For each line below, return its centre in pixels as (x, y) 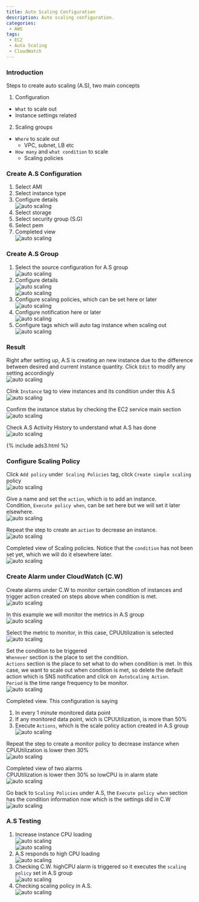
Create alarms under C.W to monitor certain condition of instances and (94, 589)
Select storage (33, 213)
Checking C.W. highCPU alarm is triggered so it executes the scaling (101, 866)
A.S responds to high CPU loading (57, 854)
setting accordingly (30, 373)
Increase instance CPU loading (53, 834)
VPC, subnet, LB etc (49, 145)
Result (16, 347)
